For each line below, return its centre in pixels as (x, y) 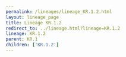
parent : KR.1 (22, 39)
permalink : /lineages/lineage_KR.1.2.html (59, 12)
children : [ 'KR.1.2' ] (32, 45)
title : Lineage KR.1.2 (34, 23)
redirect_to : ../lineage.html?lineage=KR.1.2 (63, 28)
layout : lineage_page (32, 17)
